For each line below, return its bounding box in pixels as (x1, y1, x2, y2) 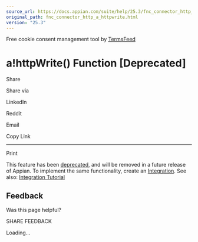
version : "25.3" (6, 19, 46, 25)
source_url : (6, 8, 35, 15)
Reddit (6, 110, 22, 117)
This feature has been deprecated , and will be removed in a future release (6, 161, 186, 168)
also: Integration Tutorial (6, 174, 65, 181)
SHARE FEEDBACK (6, 218, 52, 225)
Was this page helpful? (6, 207, 62, 214)
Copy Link (6, 133, 31, 140)
